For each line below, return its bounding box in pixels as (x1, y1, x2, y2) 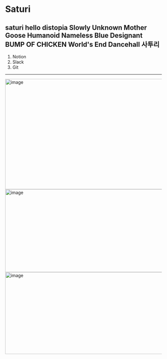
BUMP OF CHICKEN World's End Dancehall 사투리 (5, 40, 160, 48)
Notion (12, 54, 26, 59)
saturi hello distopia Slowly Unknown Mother (5, 23, 147, 32)
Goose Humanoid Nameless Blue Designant (5, 31, 143, 39)
